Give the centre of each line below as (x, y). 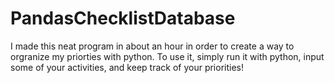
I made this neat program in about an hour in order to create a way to (152, 46)
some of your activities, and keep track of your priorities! (127, 67)
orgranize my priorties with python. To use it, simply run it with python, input (167, 56)
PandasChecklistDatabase (123, 18)
